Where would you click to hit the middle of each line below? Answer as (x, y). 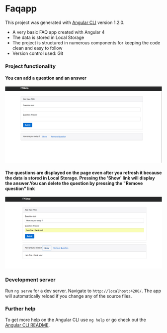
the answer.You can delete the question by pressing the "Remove (74, 183)
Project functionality (31, 66)
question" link (20, 188)
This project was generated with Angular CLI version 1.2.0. (65, 22)
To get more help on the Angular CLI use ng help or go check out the (76, 320)
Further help (20, 309)
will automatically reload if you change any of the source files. (69, 296)
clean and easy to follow (37, 48)
